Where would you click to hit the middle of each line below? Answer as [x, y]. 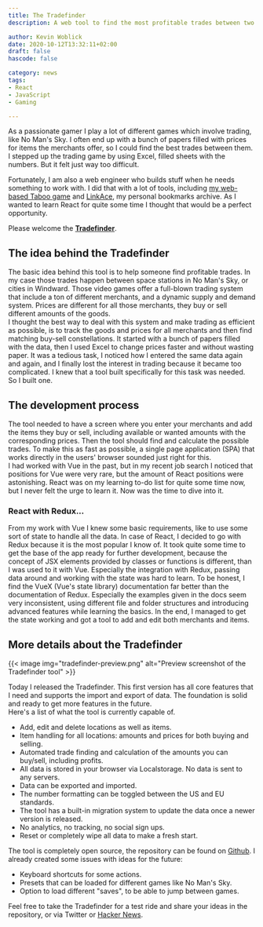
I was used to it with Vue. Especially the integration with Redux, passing [124, 570]
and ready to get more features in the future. [80, 704]
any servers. [40, 777]
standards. [37, 802]
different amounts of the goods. [60, 314]
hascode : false [33, 59]
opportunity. [28, 214]
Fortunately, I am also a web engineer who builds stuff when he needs [122, 180]
